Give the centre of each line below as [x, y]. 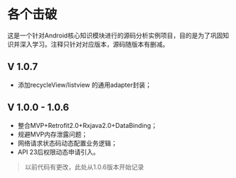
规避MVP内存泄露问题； [53, 134]
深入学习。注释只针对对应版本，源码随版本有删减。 [94, 44]
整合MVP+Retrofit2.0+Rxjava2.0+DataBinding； [87, 125]
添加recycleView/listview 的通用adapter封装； [84, 85]
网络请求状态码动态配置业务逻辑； [67, 143]
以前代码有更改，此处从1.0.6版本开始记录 [84, 167]
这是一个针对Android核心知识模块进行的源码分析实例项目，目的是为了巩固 [115, 35]
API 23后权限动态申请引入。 [58, 152]
